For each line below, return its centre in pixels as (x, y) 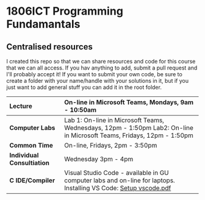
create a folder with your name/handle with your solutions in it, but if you (98, 81)
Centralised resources (50, 47)
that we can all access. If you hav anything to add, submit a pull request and (102, 68)
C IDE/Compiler (32, 180)
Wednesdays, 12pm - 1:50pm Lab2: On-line (129, 128)
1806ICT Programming (65, 11)
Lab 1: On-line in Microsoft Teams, (114, 120)
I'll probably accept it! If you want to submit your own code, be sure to (95, 74)
